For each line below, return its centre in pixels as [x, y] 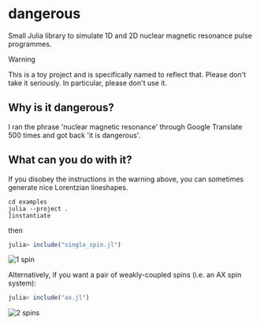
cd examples [28, 202]
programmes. [30, 43]
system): [22, 283]
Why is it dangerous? [61, 108]
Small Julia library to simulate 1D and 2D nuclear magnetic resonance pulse [130, 35]
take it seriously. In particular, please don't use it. [88, 83]
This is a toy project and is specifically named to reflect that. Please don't [127, 74]
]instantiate [30, 215]
